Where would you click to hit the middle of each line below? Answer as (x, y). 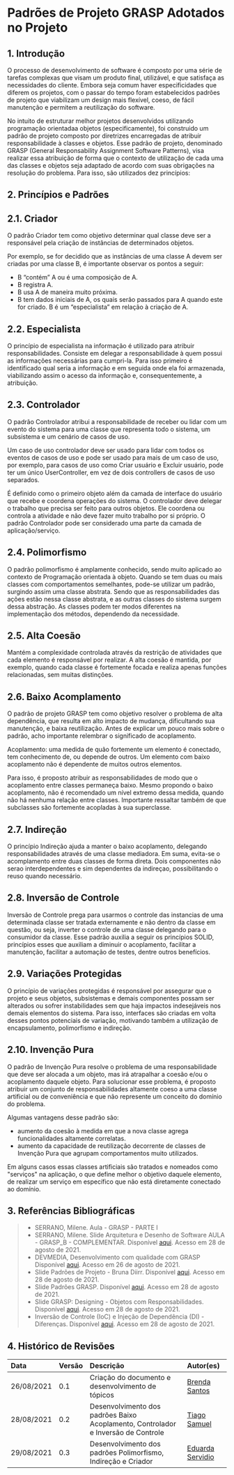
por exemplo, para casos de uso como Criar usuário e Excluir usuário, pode (116, 465)
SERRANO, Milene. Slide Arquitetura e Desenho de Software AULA (130, 1235)
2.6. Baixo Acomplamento (64, 697)
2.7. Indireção (37, 829)
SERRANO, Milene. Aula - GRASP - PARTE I (96, 1228)
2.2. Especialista (44, 329)
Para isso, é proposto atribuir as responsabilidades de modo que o (103, 778)
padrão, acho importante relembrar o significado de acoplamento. (102, 736)
